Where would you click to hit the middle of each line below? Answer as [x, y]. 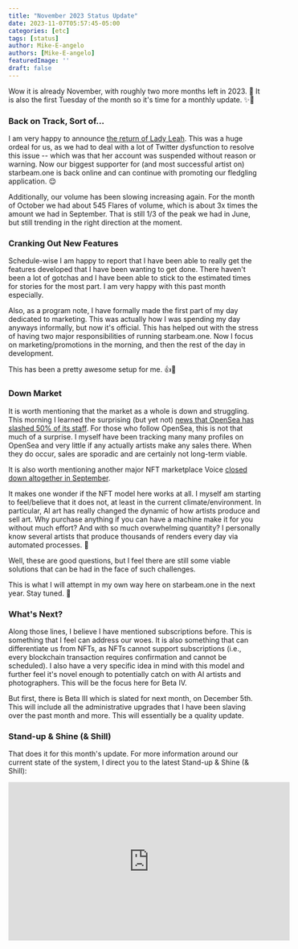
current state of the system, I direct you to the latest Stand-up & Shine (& [129, 762]
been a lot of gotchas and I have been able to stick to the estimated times [130, 278]
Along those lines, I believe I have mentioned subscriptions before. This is [130, 631]
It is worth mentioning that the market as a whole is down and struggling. [129, 411]
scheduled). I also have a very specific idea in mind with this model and [127, 666]
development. [31, 353]
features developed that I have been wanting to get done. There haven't [127, 270]
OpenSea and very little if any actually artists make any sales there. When [130, 445]
